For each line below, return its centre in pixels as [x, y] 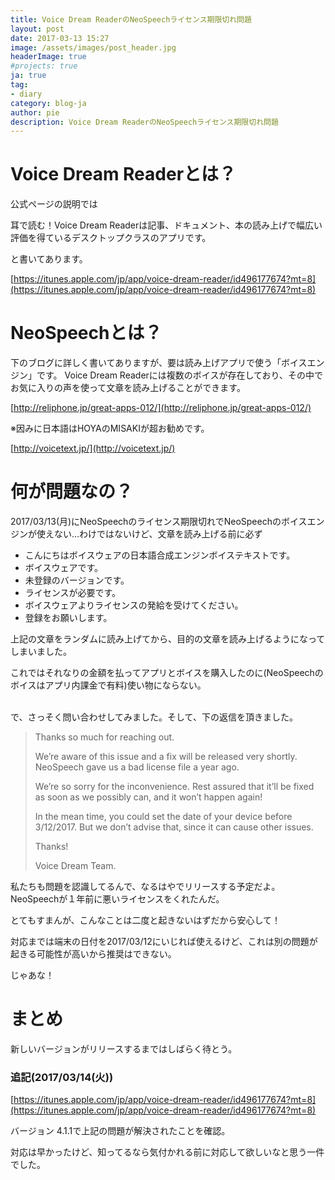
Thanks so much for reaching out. [104, 737]
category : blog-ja [48, 103]
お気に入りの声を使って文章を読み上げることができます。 [128, 388]
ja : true [28, 76]
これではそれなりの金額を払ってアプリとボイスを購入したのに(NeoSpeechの [167, 673]
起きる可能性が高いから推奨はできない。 [93, 954]
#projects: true [44, 66]
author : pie [35, 112]
